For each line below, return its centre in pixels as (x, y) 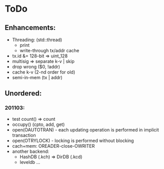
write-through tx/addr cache (50, 50)
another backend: (30, 151)
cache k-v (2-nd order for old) (44, 72)
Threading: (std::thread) (37, 40)
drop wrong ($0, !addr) (36, 67)
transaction (24, 135)
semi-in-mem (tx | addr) (37, 77)
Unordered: (23, 94)
